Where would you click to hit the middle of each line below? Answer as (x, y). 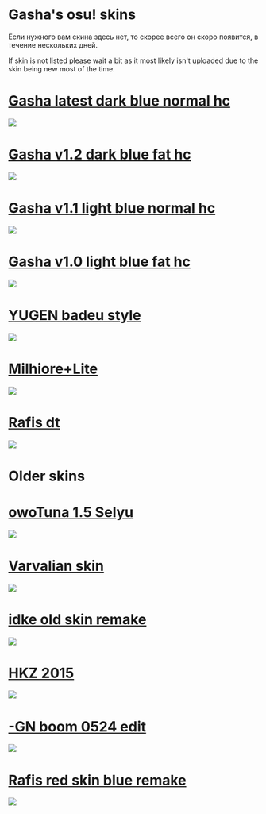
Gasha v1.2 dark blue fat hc (100, 154)
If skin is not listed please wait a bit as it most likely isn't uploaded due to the (133, 60)
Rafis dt (35, 422)
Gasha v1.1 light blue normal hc (112, 208)
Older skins (47, 476)
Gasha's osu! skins (72, 15)
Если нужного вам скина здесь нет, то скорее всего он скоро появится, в (133, 37)
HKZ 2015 (41, 673)
